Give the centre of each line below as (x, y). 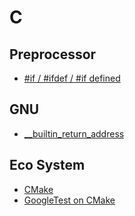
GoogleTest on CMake (69, 200)
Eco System (47, 165)
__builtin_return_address (74, 133)
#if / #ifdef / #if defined (72, 78)
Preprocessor (53, 54)
